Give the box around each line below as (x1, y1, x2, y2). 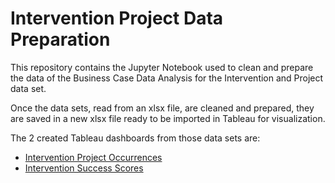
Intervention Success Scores (24, 162, 144, 174)
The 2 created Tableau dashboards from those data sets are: (10, 132, 261, 144)
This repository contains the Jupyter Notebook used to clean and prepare (10, 61, 314, 73)
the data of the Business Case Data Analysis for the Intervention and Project (10, 72, 324, 84)
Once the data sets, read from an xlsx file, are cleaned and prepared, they (10, 102, 315, 114)
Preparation (10, 28, 111, 51)
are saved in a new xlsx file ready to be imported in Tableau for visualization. (10, 112, 326, 124)
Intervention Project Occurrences (24, 151, 163, 163)
